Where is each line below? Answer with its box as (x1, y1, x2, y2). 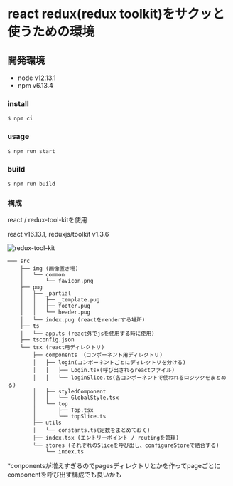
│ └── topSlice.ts (33, 413, 107, 420)
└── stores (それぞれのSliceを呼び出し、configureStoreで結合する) (33, 442, 220, 449)
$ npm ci (7, 115, 33, 123)
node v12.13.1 (17, 73, 56, 82)
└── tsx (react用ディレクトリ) (20, 344, 105, 351)
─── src (7, 257, 31, 265)
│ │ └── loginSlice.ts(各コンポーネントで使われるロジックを (33, 374, 211, 381)
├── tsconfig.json (20, 336, 75, 343)
